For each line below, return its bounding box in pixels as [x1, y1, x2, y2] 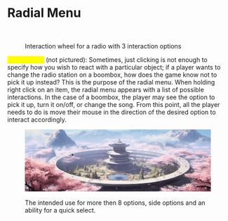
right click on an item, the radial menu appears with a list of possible [7, 85, 205, 94]
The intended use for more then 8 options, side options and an [25, 198, 206, 207]
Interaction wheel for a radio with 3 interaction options [25, 42, 182, 50]
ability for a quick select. [25, 206, 96, 215]
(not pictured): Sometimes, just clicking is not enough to [45, 55, 208, 64]
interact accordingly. [7, 115, 67, 124]
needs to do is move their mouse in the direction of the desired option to [7, 108, 216, 116]
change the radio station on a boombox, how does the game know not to [7, 70, 217, 79]
